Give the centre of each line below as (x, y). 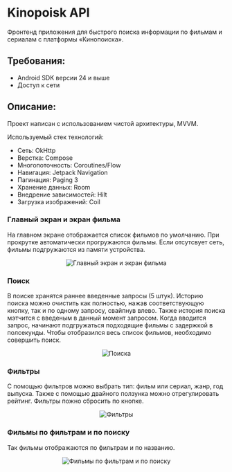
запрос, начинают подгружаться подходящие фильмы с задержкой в (110, 325)
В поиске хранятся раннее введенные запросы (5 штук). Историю (105, 296)
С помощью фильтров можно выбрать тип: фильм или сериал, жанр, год (115, 386)
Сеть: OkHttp (36, 150)
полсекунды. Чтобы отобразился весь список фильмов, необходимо (109, 333)
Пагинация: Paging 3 (47, 180)
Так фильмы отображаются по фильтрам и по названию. (91, 447)
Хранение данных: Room (54, 187)
